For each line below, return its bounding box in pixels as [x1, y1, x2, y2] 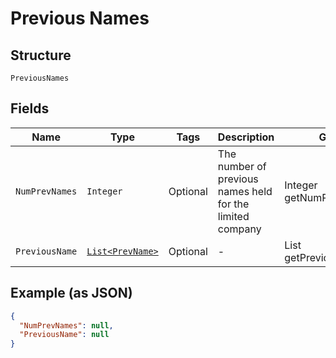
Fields [10, 100, 50, 117]
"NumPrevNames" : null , [19, 320, 114, 331]
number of [217, 159, 267, 173]
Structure [10, 47, 72, 64]
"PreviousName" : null [19, 330, 110, 340]
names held [217, 184, 273, 198]
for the [217, 197, 250, 211]
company [217, 222, 262, 236]
